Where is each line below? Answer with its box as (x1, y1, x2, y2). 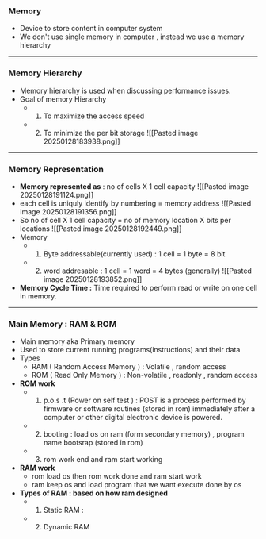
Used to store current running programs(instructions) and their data (19, 345, 241, 355)
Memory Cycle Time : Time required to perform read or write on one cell (19, 283, 257, 292)
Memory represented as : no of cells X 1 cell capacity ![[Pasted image (19, 181, 249, 191)
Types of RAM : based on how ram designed (19, 488, 169, 498)
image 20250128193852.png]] (43, 274, 142, 283)
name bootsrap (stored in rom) (43, 438, 144, 448)
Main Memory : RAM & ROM (8, 318, 117, 329)
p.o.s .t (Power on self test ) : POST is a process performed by (43, 395, 247, 406)
